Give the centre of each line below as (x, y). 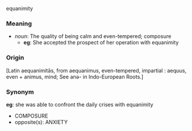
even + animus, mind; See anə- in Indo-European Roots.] (75, 77)
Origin (15, 58)
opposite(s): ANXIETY (41, 122)
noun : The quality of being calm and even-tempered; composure (93, 36)
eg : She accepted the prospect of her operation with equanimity (101, 43)
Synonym (20, 92)
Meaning (19, 23)
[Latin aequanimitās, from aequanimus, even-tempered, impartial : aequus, (96, 70)
